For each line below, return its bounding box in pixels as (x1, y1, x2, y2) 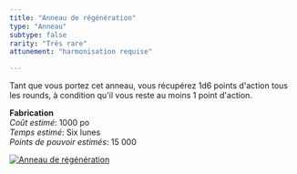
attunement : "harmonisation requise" (9, 47, 153, 56)
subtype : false (9, 30, 67, 39)
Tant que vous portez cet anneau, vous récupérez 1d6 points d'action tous (9, 80, 289, 91)
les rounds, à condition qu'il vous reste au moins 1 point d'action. (9, 90, 253, 101)
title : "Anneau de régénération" (9, 13, 137, 23)
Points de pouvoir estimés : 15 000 (9, 137, 137, 148)
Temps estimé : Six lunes (9, 127, 101, 138)
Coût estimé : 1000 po (9, 118, 90, 128)
